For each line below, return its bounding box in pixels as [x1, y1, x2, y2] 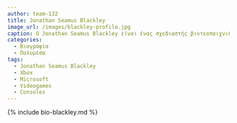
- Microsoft [13, 75, 49, 83]
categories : [7, 37, 42, 44]
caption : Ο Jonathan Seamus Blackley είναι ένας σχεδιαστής [7, 30, 188, 37]
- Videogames [13, 82, 52, 89]
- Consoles [13, 89, 46, 96]
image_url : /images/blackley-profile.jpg [7, 23, 131, 30]
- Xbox [13, 69, 33, 76]
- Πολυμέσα [13, 50, 46, 57]
